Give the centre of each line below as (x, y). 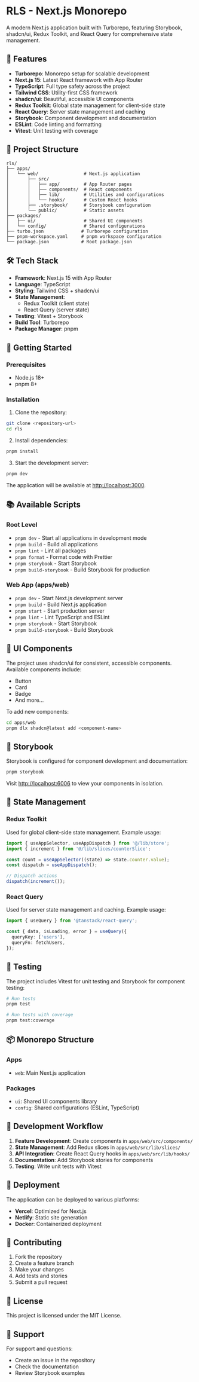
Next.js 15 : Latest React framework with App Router (79, 80)
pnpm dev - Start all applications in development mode (81, 538)
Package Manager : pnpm (47, 329)
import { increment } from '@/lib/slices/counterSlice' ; (79, 849)
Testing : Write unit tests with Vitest (58, 1166)
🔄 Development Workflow (55, 1126)
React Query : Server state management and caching (80, 111)
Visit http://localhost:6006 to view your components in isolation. (85, 784)
